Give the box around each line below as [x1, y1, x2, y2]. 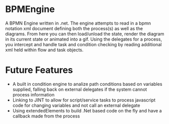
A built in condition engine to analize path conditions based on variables [12, 81, 162, 87]
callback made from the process [12, 113, 80, 119]
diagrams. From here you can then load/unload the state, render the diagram [5, 31, 164, 37]
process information [12, 91, 54, 97]
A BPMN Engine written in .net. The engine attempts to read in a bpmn [5, 20, 151, 26]
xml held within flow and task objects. [5, 47, 84, 53]
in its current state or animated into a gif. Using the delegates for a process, [5, 36, 162, 42]
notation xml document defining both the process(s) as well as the [5, 25, 143, 31]
